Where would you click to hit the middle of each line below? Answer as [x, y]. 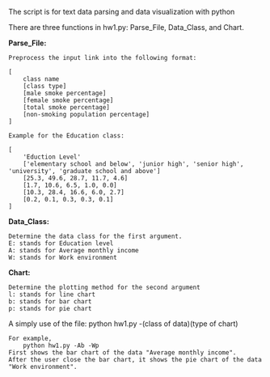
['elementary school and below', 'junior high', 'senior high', [133, 164]
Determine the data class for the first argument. [95, 236]
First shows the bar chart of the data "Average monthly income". [122, 353]
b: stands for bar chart [50, 302]
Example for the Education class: [67, 136]
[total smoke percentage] [67, 108]
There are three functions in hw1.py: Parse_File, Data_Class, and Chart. [126, 27]
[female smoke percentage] [68, 100]
